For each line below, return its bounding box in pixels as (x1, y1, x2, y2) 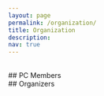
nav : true (8, 41, 41, 49)
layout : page (8, 11, 51, 20)
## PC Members (8, 71, 61, 80)
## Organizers (8, 79, 55, 89)
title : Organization (8, 26, 76, 34)
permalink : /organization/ (8, 19, 97, 27)
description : (8, 33, 51, 42)
